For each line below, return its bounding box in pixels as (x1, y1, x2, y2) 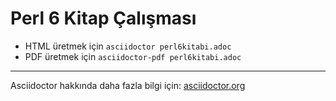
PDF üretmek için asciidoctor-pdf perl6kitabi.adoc (24, 50, 242, 62)
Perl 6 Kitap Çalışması (10, 7, 197, 30)
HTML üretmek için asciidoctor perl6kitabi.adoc (24, 40, 232, 52)
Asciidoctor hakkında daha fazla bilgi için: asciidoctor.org (10, 79, 246, 91)
